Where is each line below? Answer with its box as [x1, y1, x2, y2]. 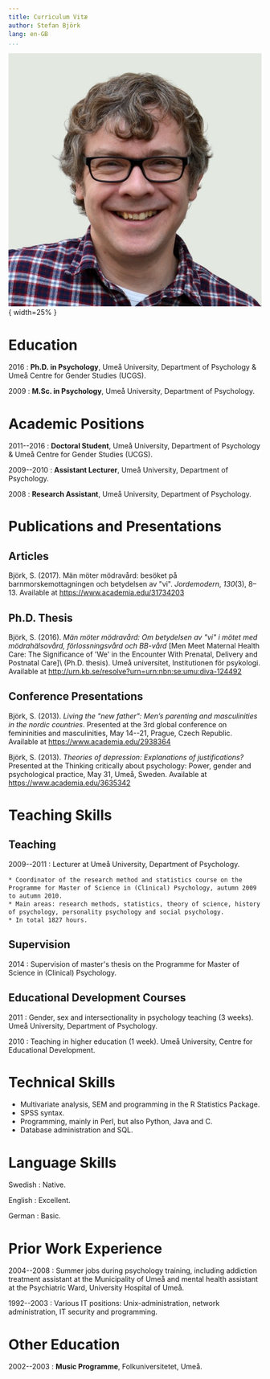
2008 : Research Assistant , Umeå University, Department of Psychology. [8, 489, 252, 499]
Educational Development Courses [8, 991, 186, 1005]
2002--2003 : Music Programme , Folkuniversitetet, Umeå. [8, 1362, 202, 1372]
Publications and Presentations [8, 518, 223, 536]
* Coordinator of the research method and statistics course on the [8, 876, 243, 884]
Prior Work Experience [8, 1239, 162, 1258]
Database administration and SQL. [19, 1125, 134, 1135]
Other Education [8, 1335, 121, 1353]
